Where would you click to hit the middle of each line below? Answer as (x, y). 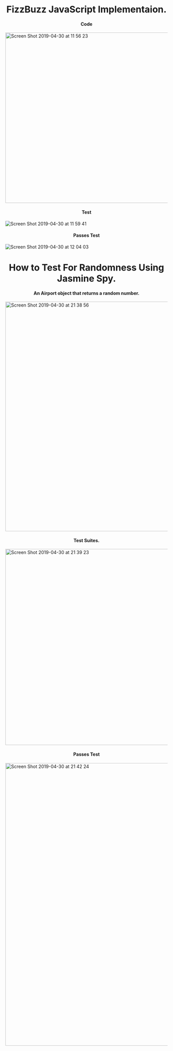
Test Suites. (86, 540)
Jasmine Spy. (86, 278)
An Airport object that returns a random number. (86, 293)
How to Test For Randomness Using (86, 267)
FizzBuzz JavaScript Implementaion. (86, 10)
